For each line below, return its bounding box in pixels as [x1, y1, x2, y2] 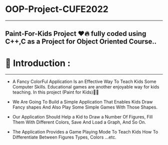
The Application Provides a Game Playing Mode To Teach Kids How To [12, 129, 158, 135]
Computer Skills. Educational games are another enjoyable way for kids [12, 84, 159, 90]
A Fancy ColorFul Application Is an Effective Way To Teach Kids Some [12, 78, 156, 84]
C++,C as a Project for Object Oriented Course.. [5, 37, 157, 46]
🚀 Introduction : [5, 57, 71, 68]
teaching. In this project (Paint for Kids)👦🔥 [12, 89, 99, 95]
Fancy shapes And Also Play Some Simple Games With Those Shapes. [12, 104, 157, 110]
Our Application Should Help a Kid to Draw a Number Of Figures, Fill [12, 114, 153, 120]
